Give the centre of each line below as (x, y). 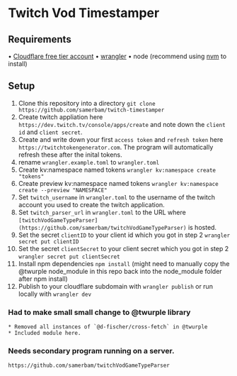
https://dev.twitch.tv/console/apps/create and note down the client (122, 124)
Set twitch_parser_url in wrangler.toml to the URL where (102, 212)
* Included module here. (45, 333)
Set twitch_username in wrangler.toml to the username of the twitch (116, 197)
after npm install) (43, 279)
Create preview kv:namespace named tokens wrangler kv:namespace (118, 183)
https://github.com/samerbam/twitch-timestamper (91, 110)
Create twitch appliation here (60, 117)
